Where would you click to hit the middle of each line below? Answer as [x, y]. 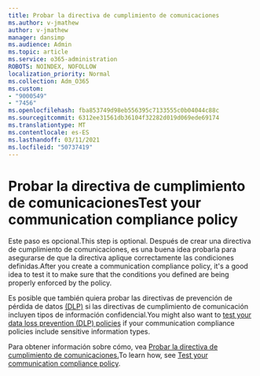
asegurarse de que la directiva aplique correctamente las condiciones [121, 258]
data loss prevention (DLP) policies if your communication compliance [121, 323]
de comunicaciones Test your [105, 203]
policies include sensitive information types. [79, 332]
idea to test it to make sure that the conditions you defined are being [119, 275]
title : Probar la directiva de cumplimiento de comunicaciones [114, 15]
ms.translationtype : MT [47, 125]
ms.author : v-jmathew [44, 23]
